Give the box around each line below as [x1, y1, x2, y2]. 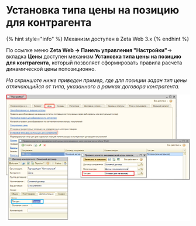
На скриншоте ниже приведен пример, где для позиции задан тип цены [6, 77, 187, 84]
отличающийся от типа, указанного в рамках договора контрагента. [6, 83, 180, 90]
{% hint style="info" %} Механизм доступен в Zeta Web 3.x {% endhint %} [6, 35, 190, 42]
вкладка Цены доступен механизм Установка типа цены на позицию [6, 53, 181, 60]
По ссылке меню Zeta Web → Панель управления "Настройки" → [6, 46, 173, 53]
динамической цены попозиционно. [6, 65, 97, 72]
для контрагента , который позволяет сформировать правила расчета [6, 59, 183, 66]
